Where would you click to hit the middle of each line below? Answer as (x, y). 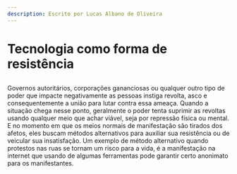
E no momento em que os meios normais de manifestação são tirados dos (115, 126)
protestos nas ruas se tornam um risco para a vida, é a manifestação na (111, 149)
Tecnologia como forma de (87, 48)
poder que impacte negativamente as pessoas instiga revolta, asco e (107, 95)
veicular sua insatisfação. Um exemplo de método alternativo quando (108, 141)
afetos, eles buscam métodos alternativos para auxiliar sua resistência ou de (119, 133)
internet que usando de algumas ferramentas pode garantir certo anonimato (118, 156)
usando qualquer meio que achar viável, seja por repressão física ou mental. (118, 118)
